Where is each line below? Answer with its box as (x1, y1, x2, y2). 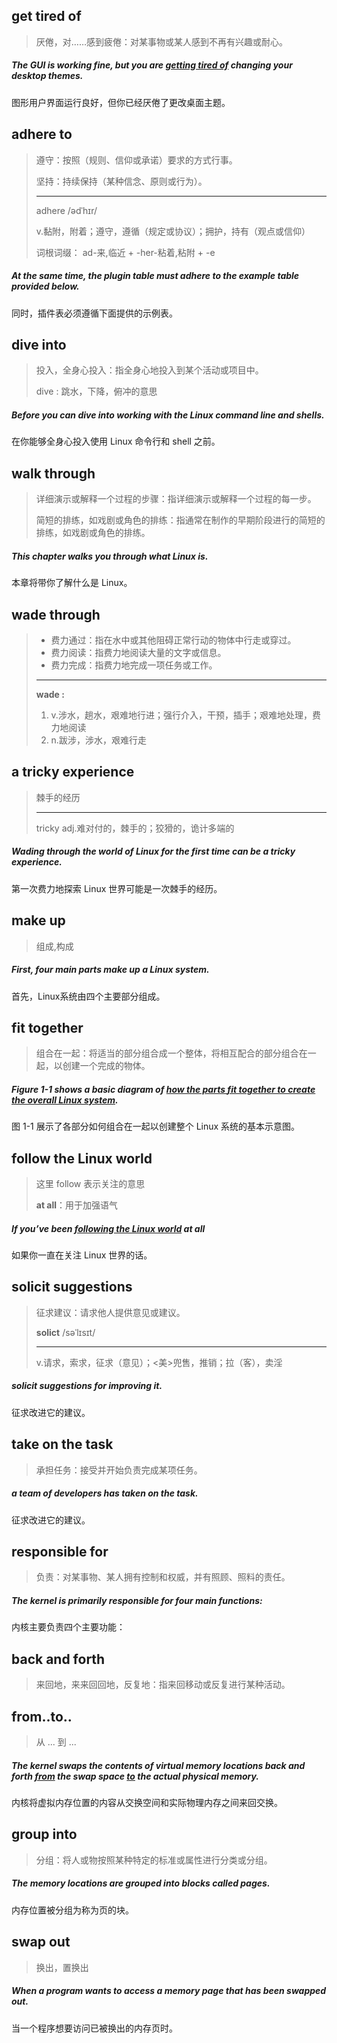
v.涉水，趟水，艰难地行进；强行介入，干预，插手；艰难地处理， (50, 709, 313, 721)
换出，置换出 (35, 1961, 89, 1973)
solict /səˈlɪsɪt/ (35, 1326, 96, 1338)
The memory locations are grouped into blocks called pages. (11, 1877, 271, 1889)
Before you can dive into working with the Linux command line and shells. (11, 409, 325, 421)
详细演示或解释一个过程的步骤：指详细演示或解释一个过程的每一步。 (35, 493, 317, 505)
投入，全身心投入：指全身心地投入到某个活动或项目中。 (35, 364, 264, 376)
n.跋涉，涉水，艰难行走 (50, 734, 147, 746)
